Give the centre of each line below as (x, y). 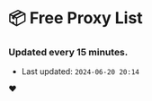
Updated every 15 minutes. (68, 53)
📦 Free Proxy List (76, 18)
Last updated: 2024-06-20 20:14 (80, 72)
